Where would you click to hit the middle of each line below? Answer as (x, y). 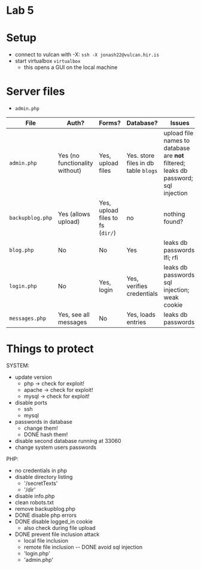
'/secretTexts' (41, 483)
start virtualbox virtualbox (48, 61)
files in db (140, 163)
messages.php (28, 318)
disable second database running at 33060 (68, 441)
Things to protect (50, 349)
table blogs (142, 170)
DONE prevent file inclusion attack (57, 534)
